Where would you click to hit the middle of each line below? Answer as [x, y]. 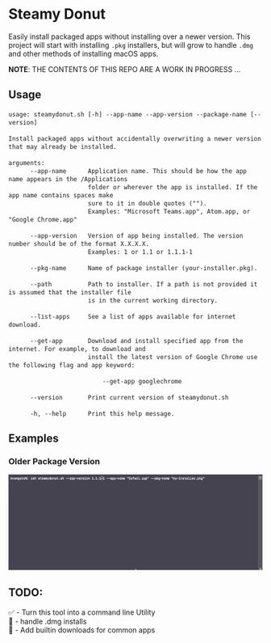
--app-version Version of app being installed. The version [136, 235]
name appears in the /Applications [68, 179]
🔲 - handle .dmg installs [48, 621]
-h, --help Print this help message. [102, 413]
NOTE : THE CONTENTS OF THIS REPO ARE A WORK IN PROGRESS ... [125, 69]
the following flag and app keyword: [72, 365]
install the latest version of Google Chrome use [173, 357]
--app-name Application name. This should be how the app [138, 171]
